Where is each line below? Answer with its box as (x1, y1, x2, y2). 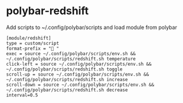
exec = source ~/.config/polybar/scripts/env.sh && (6, 50, 136, 57)
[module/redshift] (6, 35, 51, 41)
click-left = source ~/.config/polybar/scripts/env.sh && (6, 61, 152, 67)
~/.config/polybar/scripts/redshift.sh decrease (6, 87, 128, 93)
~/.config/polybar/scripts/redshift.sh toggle (6, 66, 123, 72)
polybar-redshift (6, 4, 89, 18)
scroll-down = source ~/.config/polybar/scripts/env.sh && (6, 82, 155, 88)
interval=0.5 (6, 92, 38, 98)
